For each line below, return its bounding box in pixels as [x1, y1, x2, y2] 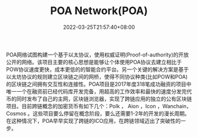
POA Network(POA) [49, 4, 148, 18]
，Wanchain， [157, 102, 192, 109]
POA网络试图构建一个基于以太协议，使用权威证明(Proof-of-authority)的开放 [6, 51, 189, 58]
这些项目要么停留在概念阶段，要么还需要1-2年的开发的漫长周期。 [32, 110, 190, 117]
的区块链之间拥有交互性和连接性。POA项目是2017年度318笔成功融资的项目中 [6, 81, 192, 88]
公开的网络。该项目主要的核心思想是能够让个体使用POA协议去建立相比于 [6, 58, 182, 65]
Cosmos [6, 110, 27, 117]
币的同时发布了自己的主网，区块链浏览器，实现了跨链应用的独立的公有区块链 [6, 95, 192, 102]
